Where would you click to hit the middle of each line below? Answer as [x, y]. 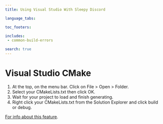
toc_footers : [18, 27]
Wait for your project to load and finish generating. [63, 97]
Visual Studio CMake [48, 73]
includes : [15, 36]
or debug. [22, 107]
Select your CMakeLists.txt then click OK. [54, 92]
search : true [18, 49]
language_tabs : [20, 18]
